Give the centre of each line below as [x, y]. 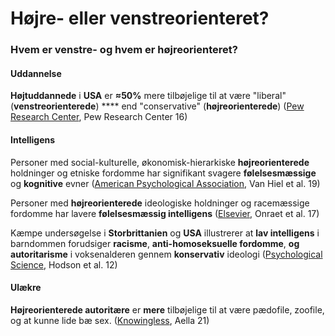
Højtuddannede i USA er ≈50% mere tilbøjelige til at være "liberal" [148, 96]
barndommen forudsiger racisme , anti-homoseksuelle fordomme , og [155, 243]
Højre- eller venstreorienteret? [140, 18]
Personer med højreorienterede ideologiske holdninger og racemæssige [160, 203]
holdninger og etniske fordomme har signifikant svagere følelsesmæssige [163, 173]
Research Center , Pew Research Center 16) [99, 117]
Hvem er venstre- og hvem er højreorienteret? [124, 50]
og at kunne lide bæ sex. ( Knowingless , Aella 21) [110, 320]
